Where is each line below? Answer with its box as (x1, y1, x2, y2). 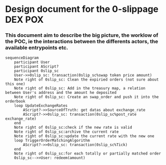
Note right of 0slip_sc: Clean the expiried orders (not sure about (14, 77, 159, 82)
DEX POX (5, 14, 44, 25)
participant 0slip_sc (14, 69, 59, 74)
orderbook (5, 99, 26, 104)
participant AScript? (14, 64, 59, 69)
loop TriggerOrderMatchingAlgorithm (14, 138, 90, 143)
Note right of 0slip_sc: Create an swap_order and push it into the (14, 94, 159, 100)
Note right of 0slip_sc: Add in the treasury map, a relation (14, 86, 146, 91)
